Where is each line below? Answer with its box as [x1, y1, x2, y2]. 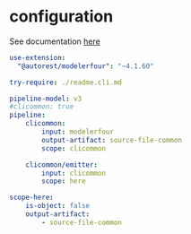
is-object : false [25, 202, 91, 211]
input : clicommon [41, 169, 106, 178]
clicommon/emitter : [25, 160, 99, 169]
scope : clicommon [41, 143, 106, 153]
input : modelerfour [41, 127, 115, 136]
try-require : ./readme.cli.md [9, 78, 123, 87]
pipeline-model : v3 [9, 94, 82, 103]
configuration [9, 6, 114, 27]
